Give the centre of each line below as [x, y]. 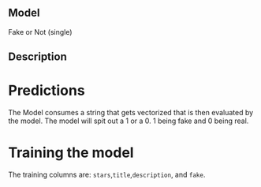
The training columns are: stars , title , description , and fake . [107, 175]
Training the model [71, 153]
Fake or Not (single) [40, 32]
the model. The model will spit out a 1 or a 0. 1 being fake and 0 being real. [129, 121]
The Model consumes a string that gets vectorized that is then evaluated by [131, 113]
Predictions [47, 91]
